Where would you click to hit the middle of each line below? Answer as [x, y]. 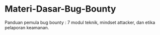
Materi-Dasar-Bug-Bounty [60, 9]
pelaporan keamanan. [27, 27]
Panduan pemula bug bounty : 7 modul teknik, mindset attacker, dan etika [80, 22]
